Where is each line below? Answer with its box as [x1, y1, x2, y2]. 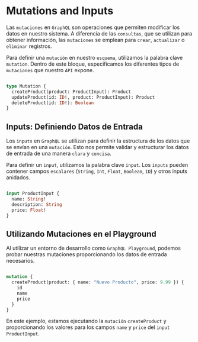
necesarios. [6, 257, 35, 264]
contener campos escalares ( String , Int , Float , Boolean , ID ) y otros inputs [6, 167, 188, 175]
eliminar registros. [6, 43, 52, 50]
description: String [11, 201, 62, 208]
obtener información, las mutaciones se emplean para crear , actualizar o [6, 36, 185, 43]
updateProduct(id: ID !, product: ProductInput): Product [11, 94, 155, 100]
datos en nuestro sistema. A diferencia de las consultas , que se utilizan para [6, 30, 193, 37]
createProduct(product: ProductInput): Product [11, 89, 132, 95]
